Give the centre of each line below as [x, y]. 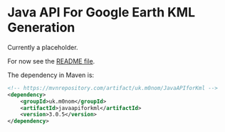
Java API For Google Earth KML [101, 12]
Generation [41, 27]
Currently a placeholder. [43, 47]
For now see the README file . [51, 61]
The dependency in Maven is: [51, 75]
